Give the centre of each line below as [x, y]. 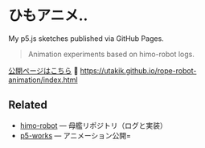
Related [28, 105]
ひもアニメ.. [48, 16]
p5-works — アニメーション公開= [75, 135]
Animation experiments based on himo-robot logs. [111, 54]
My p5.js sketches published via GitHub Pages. [86, 38]
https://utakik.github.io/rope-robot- [138, 70]
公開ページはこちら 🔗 [43, 70]
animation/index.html [43, 80]
